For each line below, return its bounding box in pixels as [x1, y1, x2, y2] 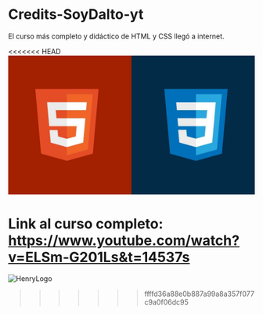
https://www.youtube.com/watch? [8, 232, 240, 249]
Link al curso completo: [8, 214, 164, 232]
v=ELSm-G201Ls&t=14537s [8, 248, 190, 266]
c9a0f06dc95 [144, 298, 189, 307]
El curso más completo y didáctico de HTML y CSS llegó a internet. [8, 31, 225, 41]
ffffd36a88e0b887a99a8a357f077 [144, 289, 254, 299]
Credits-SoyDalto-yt [8, 5, 144, 24]
